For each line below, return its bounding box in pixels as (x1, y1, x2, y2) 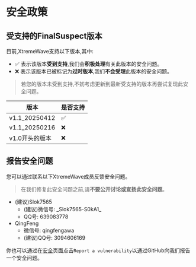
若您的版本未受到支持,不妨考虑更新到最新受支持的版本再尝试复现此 (20, 81, 184, 87)
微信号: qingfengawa (23, 227, 75, 234)
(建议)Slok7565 (14, 198, 52, 205)
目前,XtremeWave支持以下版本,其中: (6, 48, 94, 55)
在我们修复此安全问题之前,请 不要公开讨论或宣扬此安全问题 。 (20, 185, 168, 193)
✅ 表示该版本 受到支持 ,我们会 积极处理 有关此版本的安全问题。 (14, 61, 163, 67)
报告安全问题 (6, 156, 53, 166)
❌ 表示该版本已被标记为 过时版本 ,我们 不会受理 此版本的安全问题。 (14, 68, 173, 75)
